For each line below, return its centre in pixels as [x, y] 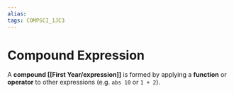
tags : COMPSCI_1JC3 [36, 20]
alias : [17, 14]
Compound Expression [76, 55]
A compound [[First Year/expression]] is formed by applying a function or [117, 75]
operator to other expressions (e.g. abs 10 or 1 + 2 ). [84, 82]
